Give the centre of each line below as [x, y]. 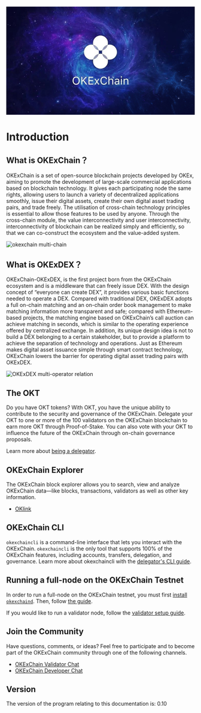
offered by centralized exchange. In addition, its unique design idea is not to [100, 330]
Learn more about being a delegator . [51, 451]
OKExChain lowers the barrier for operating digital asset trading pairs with [97, 356]
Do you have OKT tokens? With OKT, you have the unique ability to [88, 408]
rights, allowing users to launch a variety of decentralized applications [93, 194]
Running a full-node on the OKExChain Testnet [95, 580]
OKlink [23, 509]
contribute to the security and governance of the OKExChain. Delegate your [100, 414]
